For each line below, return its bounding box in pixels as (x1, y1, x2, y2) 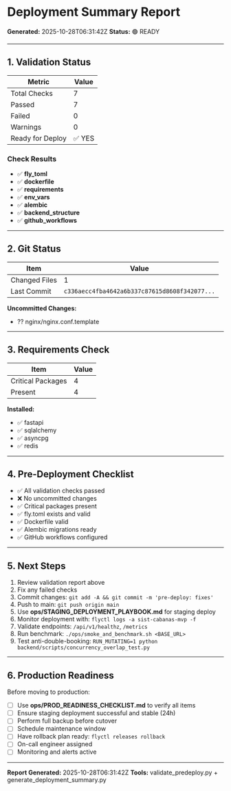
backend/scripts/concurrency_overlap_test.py (16, 644, 150, 652)
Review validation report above (16, 579, 105, 587)
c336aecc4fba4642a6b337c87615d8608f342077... (63, 287, 215, 295)
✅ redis (16, 441, 39, 450)
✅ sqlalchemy (16, 425, 57, 434)
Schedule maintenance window (16, 725, 107, 733)
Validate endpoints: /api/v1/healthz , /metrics (16, 622, 148, 631)
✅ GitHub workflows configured (16, 533, 108, 541)
